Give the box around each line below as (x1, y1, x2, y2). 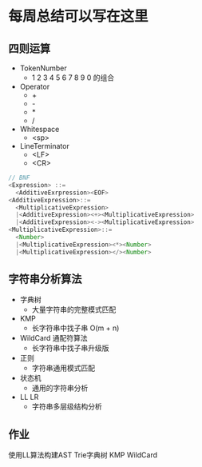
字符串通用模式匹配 (31, 363, 96, 373)
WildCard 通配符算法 (19, 333, 88, 343)
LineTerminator (19, 142, 69, 150)
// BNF (8, 174, 30, 182)
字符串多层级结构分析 (31, 401, 102, 412)
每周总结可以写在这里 (8, 7, 149, 26)
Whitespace (19, 125, 60, 134)
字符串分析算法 (8, 273, 82, 286)
